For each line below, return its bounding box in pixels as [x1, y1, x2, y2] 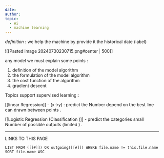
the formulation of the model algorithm [12, 72, 90, 78]
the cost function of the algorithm [12, 78, 80, 84]
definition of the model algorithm [12, 67, 78, 73]
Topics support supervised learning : [5, 92, 79, 98]
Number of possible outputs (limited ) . [5, 122, 83, 128]
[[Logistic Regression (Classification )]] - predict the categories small [5, 116, 144, 122]
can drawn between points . [5, 107, 61, 113]
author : [5, 12, 21, 17]
